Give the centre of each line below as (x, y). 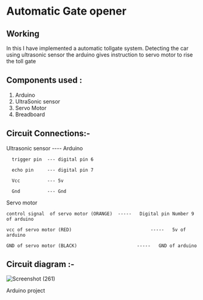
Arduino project (26, 291)
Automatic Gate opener (66, 11)
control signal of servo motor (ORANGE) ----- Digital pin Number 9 (100, 214)
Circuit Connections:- (48, 134)
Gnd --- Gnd (39, 191)
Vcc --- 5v (38, 181)
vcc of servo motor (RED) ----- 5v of (96, 229)
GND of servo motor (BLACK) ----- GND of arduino (102, 246)
